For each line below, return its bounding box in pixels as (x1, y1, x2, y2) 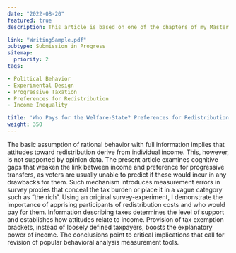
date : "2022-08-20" (7, 10, 65, 18)
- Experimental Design (7, 82, 74, 89)
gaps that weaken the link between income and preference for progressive (7, 163, 225, 171)
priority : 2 (13, 56, 49, 64)
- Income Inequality (7, 102, 69, 109)
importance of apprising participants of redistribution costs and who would (7, 200, 225, 208)
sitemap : (7, 49, 33, 57)
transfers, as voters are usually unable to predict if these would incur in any (7, 170, 227, 179)
